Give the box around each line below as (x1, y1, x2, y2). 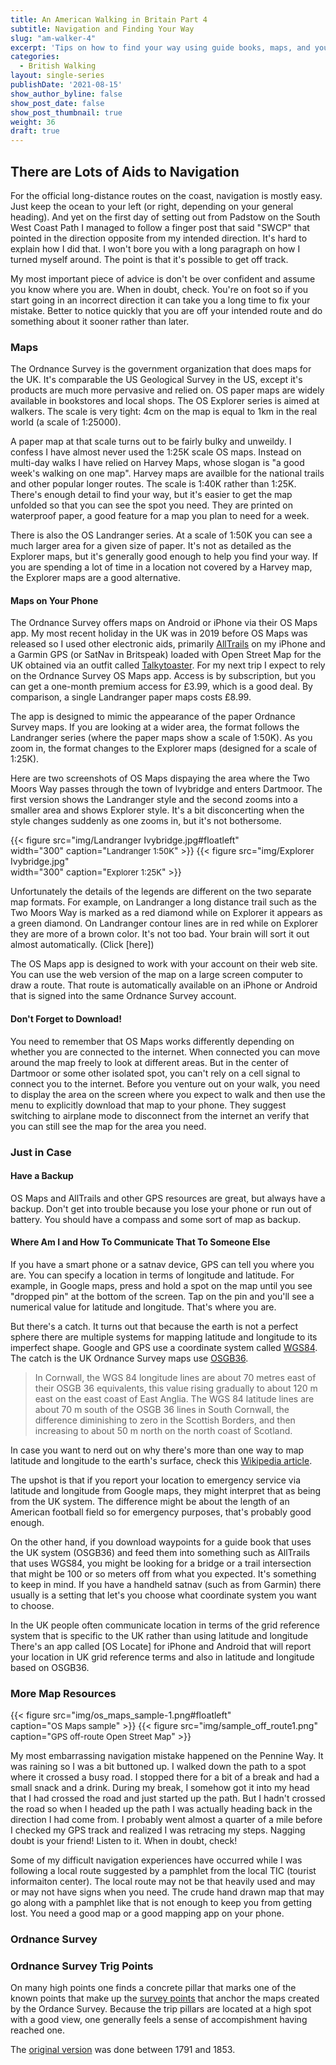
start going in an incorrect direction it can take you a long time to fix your (10, 294, 311, 306)
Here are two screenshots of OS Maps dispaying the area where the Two (10, 772, 310, 785)
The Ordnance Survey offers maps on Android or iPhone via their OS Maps (10, 617, 318, 629)
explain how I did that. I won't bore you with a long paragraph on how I (10, 242, 301, 255)
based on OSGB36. (10, 1661, 90, 1673)
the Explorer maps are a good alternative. (10, 572, 181, 584)
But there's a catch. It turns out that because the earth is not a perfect (10, 1320, 299, 1332)
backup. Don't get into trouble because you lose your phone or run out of (10, 1202, 312, 1215)
